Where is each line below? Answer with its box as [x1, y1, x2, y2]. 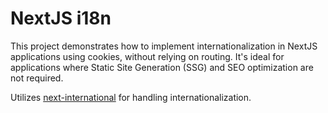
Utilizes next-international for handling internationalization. [10, 91, 252, 103]
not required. [10, 72, 64, 84]
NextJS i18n [10, 7, 112, 30]
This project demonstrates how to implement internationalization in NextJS [10, 40, 318, 52]
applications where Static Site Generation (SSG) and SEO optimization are [10, 61, 314, 73]
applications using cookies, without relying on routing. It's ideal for [10, 50, 285, 62]
